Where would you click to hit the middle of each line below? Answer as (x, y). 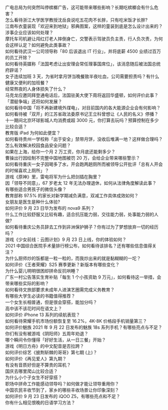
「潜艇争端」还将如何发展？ (34, 101)
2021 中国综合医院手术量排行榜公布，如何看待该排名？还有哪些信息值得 (79, 246)
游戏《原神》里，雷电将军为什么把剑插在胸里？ (53, 177)
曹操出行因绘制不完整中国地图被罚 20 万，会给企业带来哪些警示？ (73, 158)
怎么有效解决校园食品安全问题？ (38, 145)
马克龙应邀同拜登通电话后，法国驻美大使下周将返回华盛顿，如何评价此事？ (82, 95)
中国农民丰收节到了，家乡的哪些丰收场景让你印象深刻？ (62, 390)
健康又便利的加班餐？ (27, 83)
